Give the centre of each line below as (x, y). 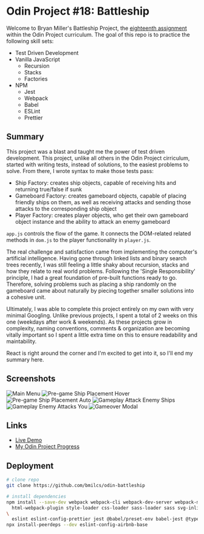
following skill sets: (30, 41)
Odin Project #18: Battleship (78, 11)
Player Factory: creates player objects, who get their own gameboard (101, 215)
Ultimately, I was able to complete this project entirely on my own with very (100, 308)
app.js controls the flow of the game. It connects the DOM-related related (99, 233)
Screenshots (31, 379)
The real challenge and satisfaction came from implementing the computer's (102, 252)
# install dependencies (36, 496)
